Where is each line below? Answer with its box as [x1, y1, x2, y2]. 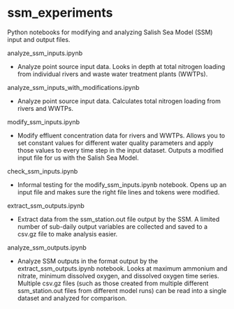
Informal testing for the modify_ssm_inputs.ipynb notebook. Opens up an [17, 180, 227, 189]
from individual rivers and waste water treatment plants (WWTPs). [17, 70, 208, 78]
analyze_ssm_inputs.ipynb [7, 49, 83, 57]
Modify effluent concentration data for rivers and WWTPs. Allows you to [17, 131, 226, 140]
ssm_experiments [7, 5, 113, 21]
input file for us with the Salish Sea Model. [17, 153, 139, 162]
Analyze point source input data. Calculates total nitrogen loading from [17, 96, 221, 105]
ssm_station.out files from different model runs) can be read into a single [17, 286, 227, 294]
